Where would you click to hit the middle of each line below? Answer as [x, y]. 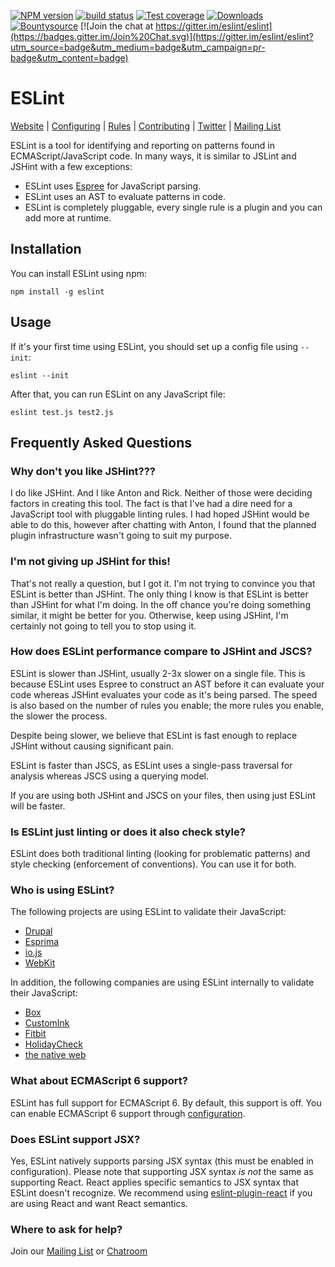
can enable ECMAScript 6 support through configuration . [128, 1113]
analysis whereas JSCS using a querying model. [109, 776]
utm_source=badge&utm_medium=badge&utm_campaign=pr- [138, 47]
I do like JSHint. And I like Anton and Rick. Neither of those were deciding [161, 493]
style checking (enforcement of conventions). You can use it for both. [153, 864]
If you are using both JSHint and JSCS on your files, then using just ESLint [163, 795]
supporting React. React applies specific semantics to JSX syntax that [155, 1182]
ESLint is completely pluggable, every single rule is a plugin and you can [173, 207]
